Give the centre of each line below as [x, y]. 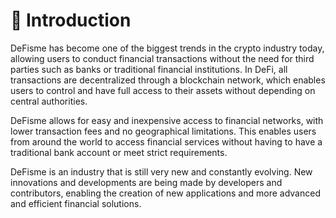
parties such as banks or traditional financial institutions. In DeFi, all [149, 69]
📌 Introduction [71, 20]
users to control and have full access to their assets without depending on [163, 90]
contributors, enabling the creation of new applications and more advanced [165, 193]
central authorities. [49, 101]
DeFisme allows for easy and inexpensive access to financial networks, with [167, 120]
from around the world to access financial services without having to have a [166, 141]
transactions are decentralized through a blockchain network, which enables [168, 80]
